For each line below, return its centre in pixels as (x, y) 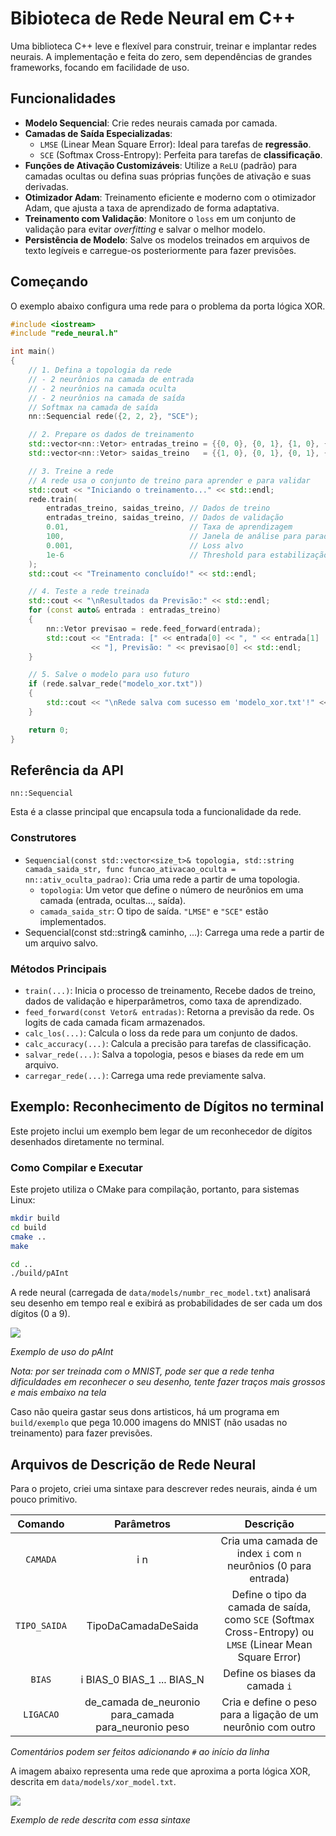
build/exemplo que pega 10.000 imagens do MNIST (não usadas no (149, 1423)
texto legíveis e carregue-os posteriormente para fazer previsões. (160, 250)
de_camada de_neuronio (142, 1702)
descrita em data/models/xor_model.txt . (93, 1782)
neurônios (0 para (269, 1566)
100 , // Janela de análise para (174, 537)
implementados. (73, 921)
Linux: (23, 1200)
